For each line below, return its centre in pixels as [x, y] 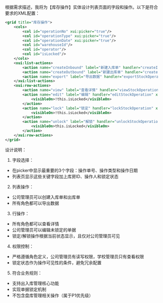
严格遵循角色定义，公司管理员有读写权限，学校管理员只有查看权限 [78, 256]
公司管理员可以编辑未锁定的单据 [44, 230]
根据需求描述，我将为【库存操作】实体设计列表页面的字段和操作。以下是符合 [81, 7]
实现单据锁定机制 [29, 289]
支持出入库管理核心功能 [35, 283]
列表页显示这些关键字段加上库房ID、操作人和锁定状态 [65, 176]
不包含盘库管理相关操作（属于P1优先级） [53, 295]
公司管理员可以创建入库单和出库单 [46, 197]
